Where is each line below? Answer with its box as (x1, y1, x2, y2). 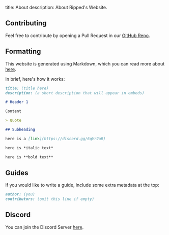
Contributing (5, 19, 47, 27)
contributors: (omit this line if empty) (5, 196, 95, 202)
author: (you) (5, 192, 36, 197)
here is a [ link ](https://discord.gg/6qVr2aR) (5, 136, 106, 141)
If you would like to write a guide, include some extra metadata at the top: (5, 182, 159, 188)
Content (5, 109, 22, 114)
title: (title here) (5, 86, 49, 91)
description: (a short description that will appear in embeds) (5, 90, 145, 95)
